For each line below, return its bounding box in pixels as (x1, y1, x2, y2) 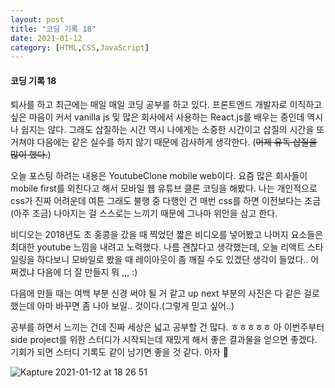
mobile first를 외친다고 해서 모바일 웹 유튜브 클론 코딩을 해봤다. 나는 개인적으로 (10, 182, 318, 195)
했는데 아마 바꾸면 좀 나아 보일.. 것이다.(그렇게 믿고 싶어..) (10, 300, 235, 312)
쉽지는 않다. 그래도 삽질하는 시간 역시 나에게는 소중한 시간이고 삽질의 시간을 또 (20, 124, 325, 136)
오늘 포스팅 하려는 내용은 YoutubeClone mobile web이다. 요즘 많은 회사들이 (10, 170, 308, 182)
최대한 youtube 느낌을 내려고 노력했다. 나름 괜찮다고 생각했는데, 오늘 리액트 (10, 241, 305, 253)
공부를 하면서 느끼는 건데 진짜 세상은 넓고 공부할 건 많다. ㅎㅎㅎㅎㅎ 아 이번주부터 (10, 321, 325, 333)
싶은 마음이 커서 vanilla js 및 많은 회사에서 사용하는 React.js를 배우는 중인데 (10, 111, 305, 123)
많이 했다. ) (10, 149, 52, 161)
